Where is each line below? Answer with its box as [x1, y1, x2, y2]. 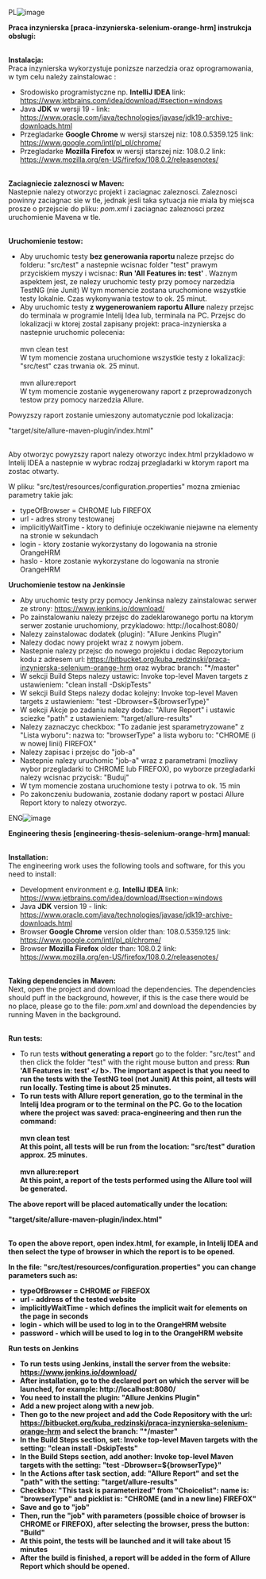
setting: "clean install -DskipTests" [19, 1443, 139, 1453]
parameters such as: [8, 1271, 78, 1280]
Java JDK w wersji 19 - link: [19, 104, 110, 114]
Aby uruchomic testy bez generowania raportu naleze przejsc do [19, 252, 234, 261]
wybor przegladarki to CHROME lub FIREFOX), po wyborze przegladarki [19, 764, 256, 773]
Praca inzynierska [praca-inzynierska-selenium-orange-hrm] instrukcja [8, 23, 252, 32]
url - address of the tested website [19, 1295, 137, 1304]
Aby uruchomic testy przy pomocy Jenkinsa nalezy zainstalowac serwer [19, 595, 257, 605]
